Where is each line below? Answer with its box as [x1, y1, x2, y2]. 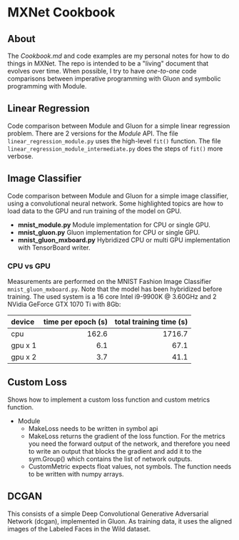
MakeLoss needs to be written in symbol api [28, 424, 158, 432]
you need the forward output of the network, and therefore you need [28, 439, 230, 448]
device [11, 317, 35, 327]
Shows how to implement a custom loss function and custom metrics [7, 395, 210, 404]
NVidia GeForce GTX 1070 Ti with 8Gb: [7, 300, 121, 308]
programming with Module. [7, 82, 87, 90]
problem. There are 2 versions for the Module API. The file [7, 129, 178, 138]
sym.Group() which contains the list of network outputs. [28, 454, 193, 463]
